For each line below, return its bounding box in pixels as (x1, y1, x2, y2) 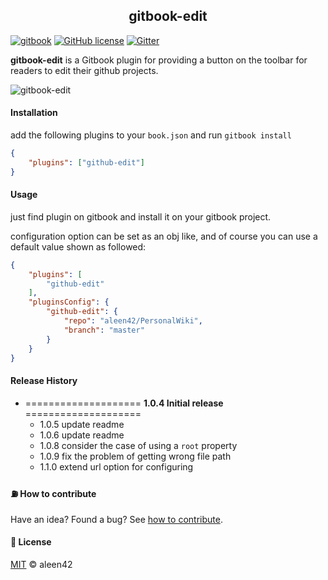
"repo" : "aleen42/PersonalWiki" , (63, 316, 203, 326)
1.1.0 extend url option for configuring (39, 460, 194, 473)
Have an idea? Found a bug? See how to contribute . (10, 513, 223, 525)
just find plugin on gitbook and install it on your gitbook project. (10, 210, 272, 223)
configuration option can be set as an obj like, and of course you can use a (10, 230, 318, 242)
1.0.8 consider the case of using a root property (39, 439, 238, 451)
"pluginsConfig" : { (28, 297, 110, 308)
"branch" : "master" (63, 325, 145, 335)
